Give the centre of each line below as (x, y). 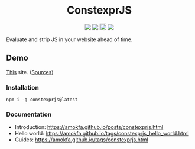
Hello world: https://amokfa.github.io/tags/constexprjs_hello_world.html (102, 134)
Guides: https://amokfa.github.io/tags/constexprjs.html (82, 140)
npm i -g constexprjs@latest (42, 100)
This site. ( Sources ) (30, 72)
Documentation (29, 114)
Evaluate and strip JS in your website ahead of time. (69, 39)
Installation (23, 87)
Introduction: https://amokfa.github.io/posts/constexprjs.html (89, 127)
